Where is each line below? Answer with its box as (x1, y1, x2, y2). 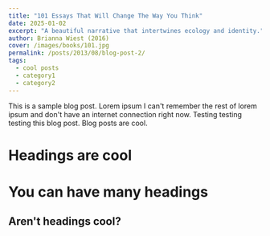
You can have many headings (8, 182, 209, 201)
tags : (8, 57, 27, 65)
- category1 (15, 71, 56, 79)
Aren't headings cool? (8, 214, 122, 229)
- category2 (15, 79, 56, 87)
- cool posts (15, 64, 59, 72)
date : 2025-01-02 (8, 19, 67, 27)
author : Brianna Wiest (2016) (8, 34, 110, 43)
